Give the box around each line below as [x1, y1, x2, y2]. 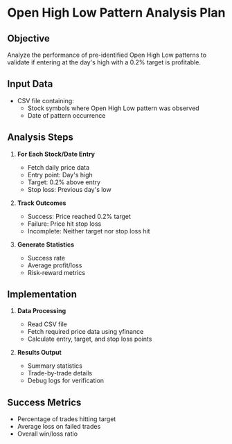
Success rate [27, 254, 66, 262]
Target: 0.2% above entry [27, 178, 101, 186]
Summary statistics [27, 362, 83, 370]
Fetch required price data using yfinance [27, 328, 144, 336]
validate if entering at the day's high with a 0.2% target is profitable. [7, 58, 201, 66]
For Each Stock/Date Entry [17, 150, 96, 158]
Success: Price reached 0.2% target [27, 212, 132, 220]
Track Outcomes [17, 199, 66, 207]
